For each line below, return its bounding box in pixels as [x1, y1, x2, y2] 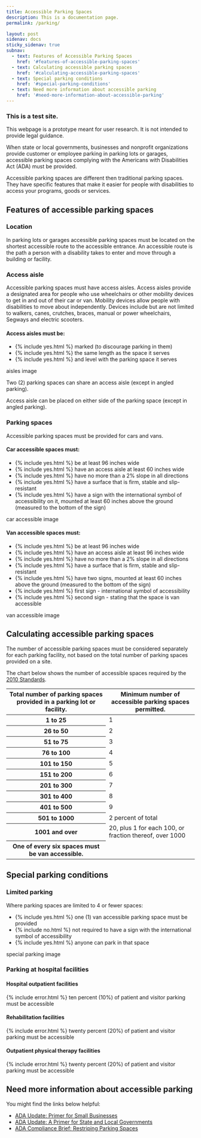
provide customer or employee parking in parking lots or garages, [6, 150, 169, 157]
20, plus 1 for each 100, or [108, 824, 185, 832]
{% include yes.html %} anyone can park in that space [14, 939, 150, 946]
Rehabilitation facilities [6, 1014, 65, 1021]
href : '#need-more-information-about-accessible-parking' [17, 92, 165, 98]
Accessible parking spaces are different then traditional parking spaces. [6, 175, 184, 182]
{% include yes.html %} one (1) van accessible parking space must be [14, 913, 188, 921]
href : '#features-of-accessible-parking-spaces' [17, 58, 141, 65]
